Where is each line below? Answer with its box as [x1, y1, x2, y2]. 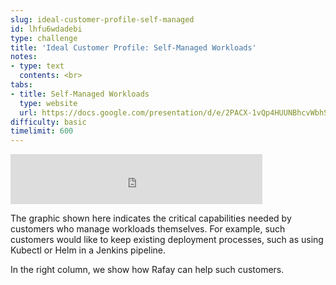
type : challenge [10, 33, 78, 43]
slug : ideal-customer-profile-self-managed [10, 14, 195, 25]
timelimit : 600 [10, 126, 74, 136]
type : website [19, 98, 78, 108]
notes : [10, 52, 38, 62]
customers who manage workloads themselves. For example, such [10, 223, 286, 235]
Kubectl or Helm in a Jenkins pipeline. [10, 244, 167, 256]
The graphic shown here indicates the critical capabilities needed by [10, 212, 292, 225]
